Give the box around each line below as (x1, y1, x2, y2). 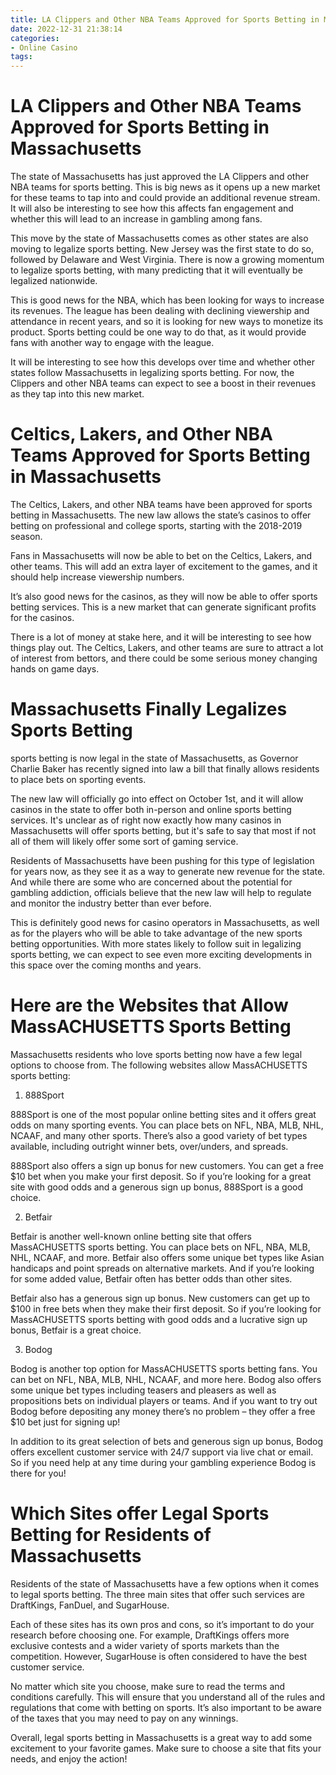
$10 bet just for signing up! (10, 1416, 121, 1428)
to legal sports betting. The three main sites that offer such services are (10, 1588, 305, 1600)
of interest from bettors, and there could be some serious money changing (10, 652, 318, 664)
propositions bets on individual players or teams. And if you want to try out (10, 1394, 318, 1406)
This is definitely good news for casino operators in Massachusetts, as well (10, 916, 320, 928)
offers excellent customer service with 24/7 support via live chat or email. (10, 1446, 314, 1458)
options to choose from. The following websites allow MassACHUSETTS (10, 1059, 308, 1071)
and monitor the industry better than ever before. (10, 897, 212, 909)
